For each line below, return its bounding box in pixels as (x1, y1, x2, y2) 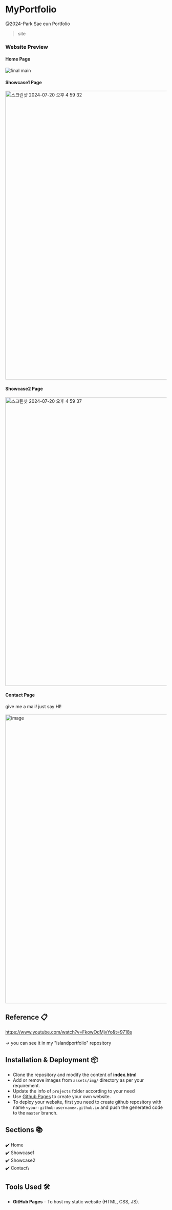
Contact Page (5, 692, 35, 698)
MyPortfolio (5, 4, 57, 15)
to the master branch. (12, 1110, 58, 1116)
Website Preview (5, 43, 49, 50)
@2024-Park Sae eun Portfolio (5, 21, 70, 27)
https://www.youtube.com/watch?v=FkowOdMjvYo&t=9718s (5, 1029, 132, 1035)
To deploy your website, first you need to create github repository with (12, 1099, 162, 1105)
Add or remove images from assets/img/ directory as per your (12, 1077, 144, 1083)
